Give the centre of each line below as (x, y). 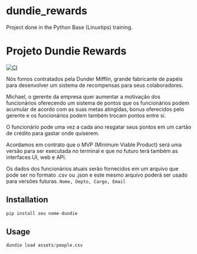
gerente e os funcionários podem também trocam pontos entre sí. (86, 115)
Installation (27, 200)
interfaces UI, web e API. (36, 157)
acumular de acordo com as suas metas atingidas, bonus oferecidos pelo (95, 109)
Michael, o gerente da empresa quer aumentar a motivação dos (83, 96)
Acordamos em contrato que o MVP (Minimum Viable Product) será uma (94, 144)
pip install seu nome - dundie (42, 213)
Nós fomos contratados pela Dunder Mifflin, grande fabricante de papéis (94, 79)
